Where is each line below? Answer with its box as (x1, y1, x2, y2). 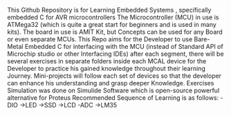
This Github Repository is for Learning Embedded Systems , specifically (7, 6, 212, 14)
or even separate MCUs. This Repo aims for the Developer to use (7, 35, 193, 43)
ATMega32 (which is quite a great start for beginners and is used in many (7, 21, 216, 28)
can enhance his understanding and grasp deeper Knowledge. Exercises (7, 79, 214, 87)
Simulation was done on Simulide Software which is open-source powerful (7, 86, 220, 94)
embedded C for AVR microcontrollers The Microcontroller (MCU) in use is (7, 13, 219, 21)
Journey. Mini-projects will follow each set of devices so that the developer (7, 72, 222, 80)
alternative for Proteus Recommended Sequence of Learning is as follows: (7, 94, 219, 102)
